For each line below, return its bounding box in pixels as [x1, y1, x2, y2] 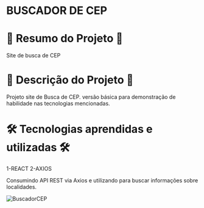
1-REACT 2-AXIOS [6, 165, 52, 172]
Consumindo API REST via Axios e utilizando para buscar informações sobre [6, 177, 199, 184]
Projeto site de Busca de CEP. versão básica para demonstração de [6, 93, 176, 101]
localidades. [6, 184, 37, 190]
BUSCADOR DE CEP [6, 4, 108, 18]
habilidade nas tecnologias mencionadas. [6, 100, 111, 107]
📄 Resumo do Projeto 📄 [6, 32, 124, 46]
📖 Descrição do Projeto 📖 [6, 73, 134, 87]
